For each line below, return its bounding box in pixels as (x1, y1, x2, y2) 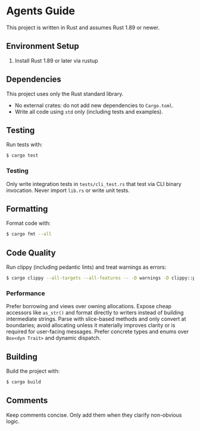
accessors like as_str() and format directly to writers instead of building (6, 309, 184, 317)
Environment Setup (6, 41, 79, 51)
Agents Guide (6, 4, 76, 18)
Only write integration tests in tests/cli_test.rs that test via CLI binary (6, 180, 182, 187)
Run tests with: (6, 141, 43, 148)
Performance (6, 289, 46, 297)
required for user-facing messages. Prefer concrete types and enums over (6, 328, 189, 335)
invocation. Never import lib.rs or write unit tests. (6, 187, 130, 194)
